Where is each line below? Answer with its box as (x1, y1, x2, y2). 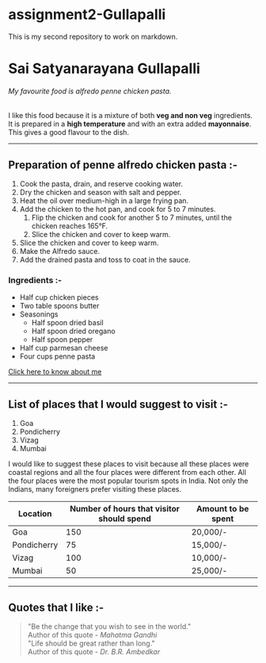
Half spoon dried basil (31, 318, 104, 328)
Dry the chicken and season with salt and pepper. (19, 188, 182, 197)
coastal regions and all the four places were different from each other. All (8, 468, 247, 477)
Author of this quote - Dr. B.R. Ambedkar (27, 647, 161, 657)
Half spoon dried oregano (31, 327, 116, 336)
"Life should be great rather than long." (27, 638, 156, 648)
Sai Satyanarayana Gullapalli (8, 59, 200, 78)
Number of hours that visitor (70, 504, 180, 515)
